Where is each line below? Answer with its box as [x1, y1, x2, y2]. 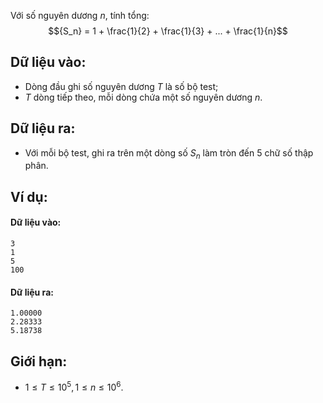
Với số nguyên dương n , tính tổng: [10, 10, 150, 21]
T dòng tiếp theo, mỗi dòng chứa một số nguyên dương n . [24, 91, 263, 103]
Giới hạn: [10, 353, 68, 370]
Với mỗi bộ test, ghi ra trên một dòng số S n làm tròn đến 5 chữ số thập [24, 146, 314, 161]
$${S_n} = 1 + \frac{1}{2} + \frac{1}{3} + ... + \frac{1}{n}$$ [48, 25, 288, 37]
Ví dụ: [10, 188, 48, 205]
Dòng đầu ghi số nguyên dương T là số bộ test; [24, 80, 219, 92]
